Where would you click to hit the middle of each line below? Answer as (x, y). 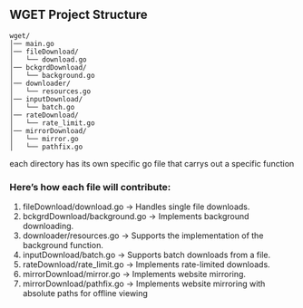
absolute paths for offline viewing (85, 294)
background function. (63, 245)
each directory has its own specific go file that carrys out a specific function (152, 163)
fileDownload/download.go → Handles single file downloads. (136, 207)
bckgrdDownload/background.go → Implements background (136, 217)
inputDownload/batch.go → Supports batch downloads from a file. (146, 255)
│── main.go (32, 43)
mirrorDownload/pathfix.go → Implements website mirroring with (144, 284)
